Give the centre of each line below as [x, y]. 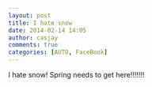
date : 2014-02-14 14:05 [47, 30]
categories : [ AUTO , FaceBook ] [58, 52]
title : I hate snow [40, 23]
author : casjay [33, 38]
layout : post [30, 15]
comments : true [33, 45]
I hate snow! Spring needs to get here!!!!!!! [76, 75]
